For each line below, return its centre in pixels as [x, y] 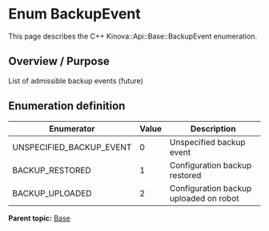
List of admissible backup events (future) [76, 80]
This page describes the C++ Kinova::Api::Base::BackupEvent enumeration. [133, 36]
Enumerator [72, 128]
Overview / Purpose [59, 61]
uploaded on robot [204, 198]
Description [213, 128]
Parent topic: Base [39, 218]
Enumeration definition [67, 106]
